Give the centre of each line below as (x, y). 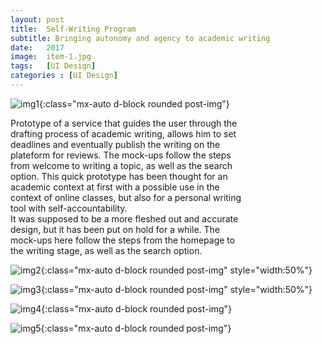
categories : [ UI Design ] (64, 76)
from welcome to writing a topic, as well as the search (121, 165)
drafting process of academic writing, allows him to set (123, 133)
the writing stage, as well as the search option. (106, 250)
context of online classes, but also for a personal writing (126, 197)
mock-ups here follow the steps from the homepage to (123, 240)
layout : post (37, 19)
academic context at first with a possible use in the (115, 187)
